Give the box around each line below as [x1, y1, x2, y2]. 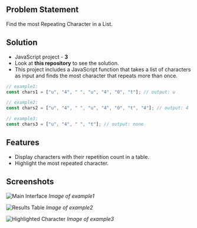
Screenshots [6, 177, 54, 187]
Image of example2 [45, 204, 93, 211]
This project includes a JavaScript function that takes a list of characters [14, 66, 191, 73]
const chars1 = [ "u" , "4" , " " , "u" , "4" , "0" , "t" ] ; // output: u [6, 89, 176, 95]
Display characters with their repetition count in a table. [14, 153, 149, 160]
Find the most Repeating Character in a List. [6, 20, 113, 27]
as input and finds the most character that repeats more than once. [14, 72, 178, 79]
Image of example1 [48, 192, 95, 200]
